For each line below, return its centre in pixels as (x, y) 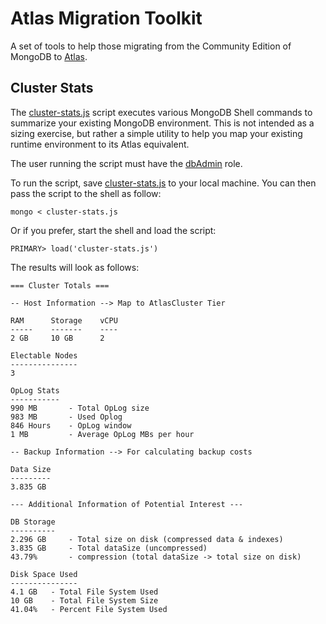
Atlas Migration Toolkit (106, 18)
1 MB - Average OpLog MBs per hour (102, 434)
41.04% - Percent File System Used (89, 609)
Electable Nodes (44, 355)
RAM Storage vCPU (64, 320)
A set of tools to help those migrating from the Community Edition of (151, 46)
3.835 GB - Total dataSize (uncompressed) (109, 548)
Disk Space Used (44, 574)
